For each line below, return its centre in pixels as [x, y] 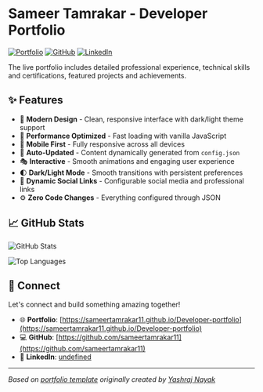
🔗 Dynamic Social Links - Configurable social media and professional [131, 180]
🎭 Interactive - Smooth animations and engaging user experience [127, 161]
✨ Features [36, 100]
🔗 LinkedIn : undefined [55, 357]
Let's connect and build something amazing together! [94, 305]
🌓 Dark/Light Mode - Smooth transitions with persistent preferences [131, 172]
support [32, 127]
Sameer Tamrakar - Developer [108, 14]
